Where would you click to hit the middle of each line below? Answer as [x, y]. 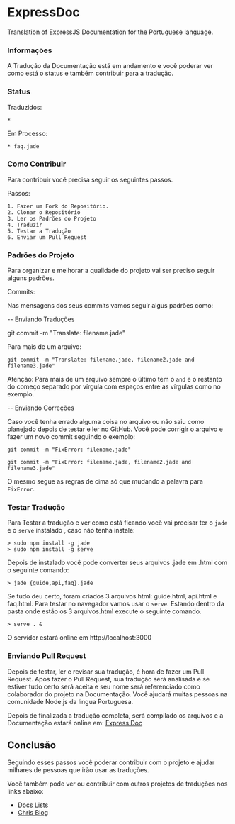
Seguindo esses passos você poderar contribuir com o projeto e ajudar [111, 762]
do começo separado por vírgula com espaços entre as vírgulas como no [114, 386]
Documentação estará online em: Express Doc [75, 723]
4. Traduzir [25, 225]
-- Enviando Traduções [41, 319]
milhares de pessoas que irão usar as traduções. [78, 769]
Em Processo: [28, 133]
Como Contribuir [37, 164]
